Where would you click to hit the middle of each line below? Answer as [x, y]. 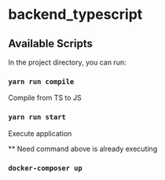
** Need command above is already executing [83, 149]
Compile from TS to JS [45, 98]
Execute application [40, 133]
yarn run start [37, 117]
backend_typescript [75, 15]
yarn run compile [41, 81]
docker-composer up [45, 168]
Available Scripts [50, 44]
